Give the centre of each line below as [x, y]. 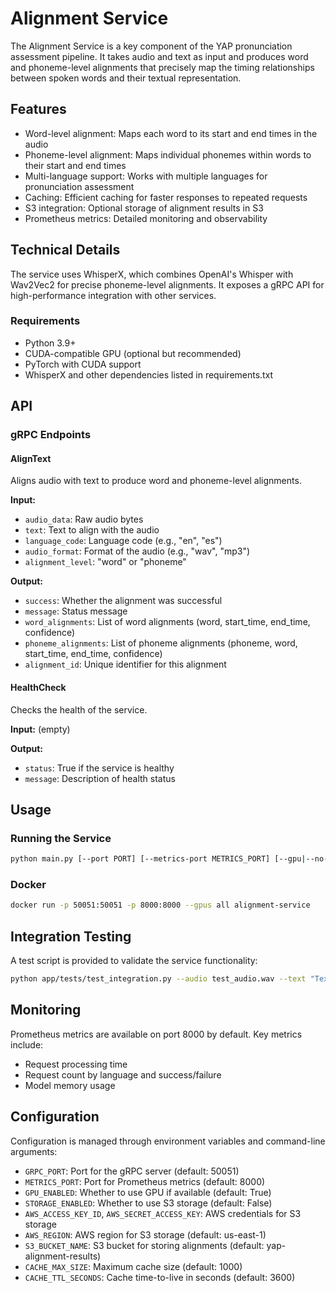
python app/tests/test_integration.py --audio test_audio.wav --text [158, 979]
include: [27, 1044]
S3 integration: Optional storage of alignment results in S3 [144, 208]
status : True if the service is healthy [99, 768]
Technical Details [65, 250]
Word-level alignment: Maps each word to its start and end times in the [171, 133]
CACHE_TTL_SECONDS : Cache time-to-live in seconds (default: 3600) [160, 1277]
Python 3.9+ [50, 343]
